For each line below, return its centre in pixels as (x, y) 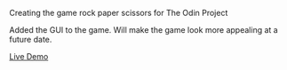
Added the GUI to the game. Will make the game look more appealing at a (143, 30)
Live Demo (29, 56)
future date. (31, 39)
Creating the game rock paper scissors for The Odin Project (119, 13)
